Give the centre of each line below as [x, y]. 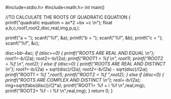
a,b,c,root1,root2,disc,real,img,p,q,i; [43, 28]
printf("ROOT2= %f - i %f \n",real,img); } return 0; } [59, 91]
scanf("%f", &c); [22, 43]
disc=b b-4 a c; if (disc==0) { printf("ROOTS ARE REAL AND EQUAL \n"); [80, 53]
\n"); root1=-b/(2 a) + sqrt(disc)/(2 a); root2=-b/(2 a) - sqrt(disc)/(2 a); [77, 69]
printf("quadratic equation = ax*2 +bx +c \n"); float [59, 23]
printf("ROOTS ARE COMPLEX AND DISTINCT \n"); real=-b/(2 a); [73, 80]
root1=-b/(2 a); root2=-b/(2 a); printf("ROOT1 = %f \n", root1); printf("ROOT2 [84, 58]
